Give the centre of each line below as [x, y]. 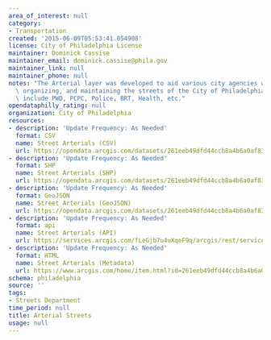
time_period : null [39, 308]
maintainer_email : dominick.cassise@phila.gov [88, 61]
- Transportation [38, 31]
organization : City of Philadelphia [70, 114]
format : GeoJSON [43, 195]
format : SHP [36, 166]
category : [25, 23]
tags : [17, 293]
